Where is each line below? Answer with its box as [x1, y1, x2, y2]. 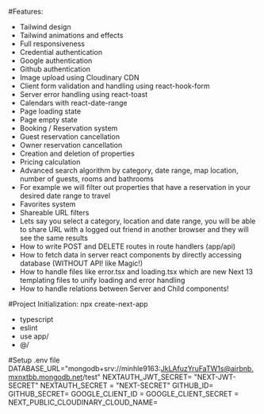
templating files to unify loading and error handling [19, 276, 186, 284]
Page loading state [19, 106, 82, 116]
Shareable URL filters [19, 208, 90, 217]
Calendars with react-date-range [19, 99, 128, 107]
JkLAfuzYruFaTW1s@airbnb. [160, 364, 254, 373]
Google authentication [19, 56, 93, 65]
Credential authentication [19, 48, 103, 56]
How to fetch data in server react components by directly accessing [19, 250, 242, 259]
